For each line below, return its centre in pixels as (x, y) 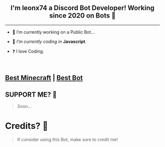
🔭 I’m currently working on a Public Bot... (53, 32)
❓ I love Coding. (28, 51)
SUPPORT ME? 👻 (31, 94)
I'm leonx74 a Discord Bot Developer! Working (82, 8)
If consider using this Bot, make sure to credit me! (67, 139)
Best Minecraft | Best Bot (44, 78)
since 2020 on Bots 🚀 (82, 16)
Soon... (24, 106)
